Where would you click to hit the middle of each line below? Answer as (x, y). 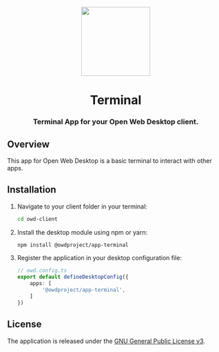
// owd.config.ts (42, 271)
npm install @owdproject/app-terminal (73, 245)
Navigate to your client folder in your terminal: (82, 206)
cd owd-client (37, 219)
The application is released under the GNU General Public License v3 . (106, 341)
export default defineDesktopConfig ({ (73, 277)
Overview (29, 144)
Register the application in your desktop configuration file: (100, 258)
